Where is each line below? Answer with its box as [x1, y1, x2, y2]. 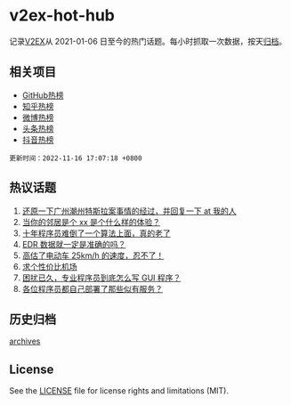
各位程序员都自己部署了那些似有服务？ [21, 283, 163, 294]
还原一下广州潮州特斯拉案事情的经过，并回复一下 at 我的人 [21, 206, 238, 216]
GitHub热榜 [21, 90, 64, 101]
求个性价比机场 [21, 261, 77, 271]
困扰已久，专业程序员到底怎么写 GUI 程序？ [21, 272, 182, 283]
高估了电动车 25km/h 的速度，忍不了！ [21, 250, 165, 261]
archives [9, 336, 41, 347]
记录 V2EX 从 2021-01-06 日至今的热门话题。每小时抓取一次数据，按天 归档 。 [9, 36, 287, 46]
